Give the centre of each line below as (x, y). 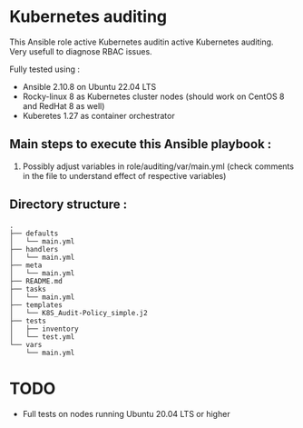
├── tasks (28, 289)
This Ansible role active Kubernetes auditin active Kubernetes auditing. (142, 42)
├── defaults (34, 234)
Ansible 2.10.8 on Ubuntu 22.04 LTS (89, 86)
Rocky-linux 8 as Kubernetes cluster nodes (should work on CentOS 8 (153, 96)
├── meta (26, 265)
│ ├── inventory (44, 329)
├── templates (36, 305)
